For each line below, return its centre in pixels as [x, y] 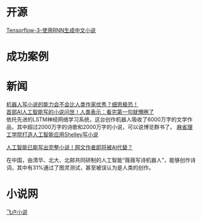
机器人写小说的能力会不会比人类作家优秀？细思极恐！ [72, 104]
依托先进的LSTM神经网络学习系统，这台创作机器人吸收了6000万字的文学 [97, 120]
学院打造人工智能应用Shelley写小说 [55, 135]
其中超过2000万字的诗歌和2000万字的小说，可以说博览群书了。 [96, 127]
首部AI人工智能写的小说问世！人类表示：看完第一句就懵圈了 [80, 112]
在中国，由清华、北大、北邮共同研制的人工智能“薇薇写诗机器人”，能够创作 [99, 160]
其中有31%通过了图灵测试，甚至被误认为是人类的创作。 [86, 168]
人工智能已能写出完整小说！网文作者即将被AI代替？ [70, 148]
